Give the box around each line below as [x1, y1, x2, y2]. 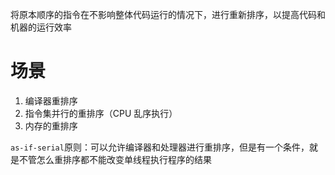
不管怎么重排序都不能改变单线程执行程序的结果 [18, 153, 212, 165]
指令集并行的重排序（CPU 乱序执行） [24, 107, 178, 119]
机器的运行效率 [10, 21, 72, 33]
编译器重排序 [24, 94, 78, 107]
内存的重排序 [24, 119, 78, 132]
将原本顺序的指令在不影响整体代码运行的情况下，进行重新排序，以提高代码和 [10, 9, 326, 20]
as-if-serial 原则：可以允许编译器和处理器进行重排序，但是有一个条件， [10, 141, 310, 153]
